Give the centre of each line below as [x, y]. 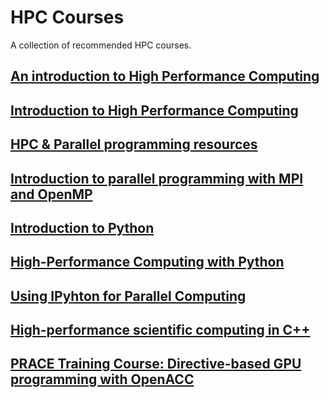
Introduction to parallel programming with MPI [157, 178]
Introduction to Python [82, 227]
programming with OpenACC [102, 379]
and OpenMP [51, 194]
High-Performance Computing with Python [147, 262]
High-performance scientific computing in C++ [160, 330]
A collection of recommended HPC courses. [101, 45]
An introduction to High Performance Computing [165, 76]
